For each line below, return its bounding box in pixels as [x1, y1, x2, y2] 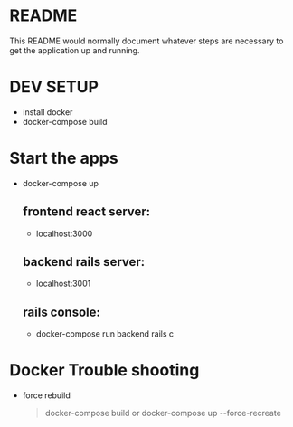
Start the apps [9, 148, 119, 168]
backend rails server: [22, 254, 146, 270]
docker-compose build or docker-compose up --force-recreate [44, 408, 282, 419]
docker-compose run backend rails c [35, 328, 175, 339]
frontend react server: [22, 204, 151, 220]
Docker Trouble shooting [9, 360, 200, 381]
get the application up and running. [9, 44, 140, 55]
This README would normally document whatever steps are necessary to [9, 35, 284, 46]
